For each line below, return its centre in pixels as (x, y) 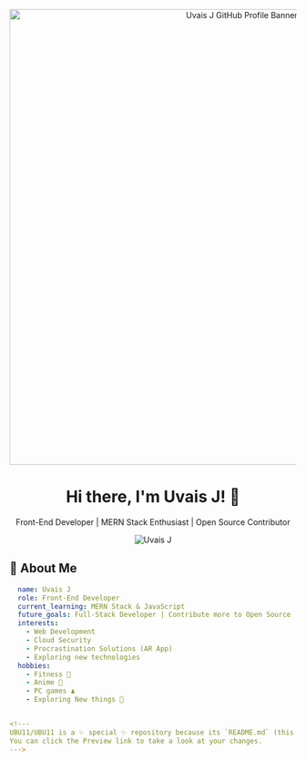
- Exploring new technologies (83, 657)
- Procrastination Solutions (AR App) (99, 648)
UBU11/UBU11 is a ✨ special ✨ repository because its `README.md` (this (152, 732)
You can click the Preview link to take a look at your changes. (136, 741)
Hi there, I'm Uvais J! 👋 (153, 497)
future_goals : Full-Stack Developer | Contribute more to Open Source (154, 615)
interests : (38, 623)
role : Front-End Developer (69, 598)
